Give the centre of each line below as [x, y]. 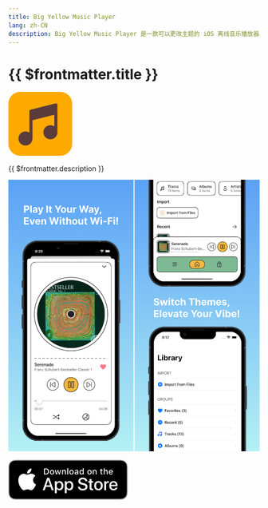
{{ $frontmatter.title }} [83, 74]
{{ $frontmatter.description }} [57, 169]
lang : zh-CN [28, 25]
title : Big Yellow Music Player [62, 17]
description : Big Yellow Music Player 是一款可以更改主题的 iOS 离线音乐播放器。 [137, 34]
